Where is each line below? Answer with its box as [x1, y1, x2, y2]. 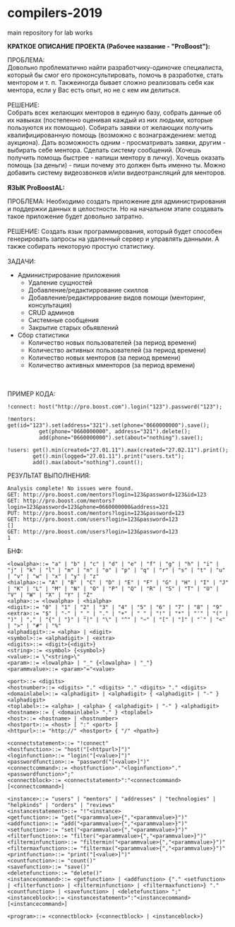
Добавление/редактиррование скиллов [28, 285, 149, 294]
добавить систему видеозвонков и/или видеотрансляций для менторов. [7, 168, 227, 177]
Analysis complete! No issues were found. [7, 485, 134, 492]
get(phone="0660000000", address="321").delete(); [38, 427, 191, 435]
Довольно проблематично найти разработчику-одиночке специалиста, [7, 63, 224, 71]
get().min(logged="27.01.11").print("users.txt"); [32, 452, 185, 460]
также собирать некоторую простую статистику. [7, 242, 155, 250]
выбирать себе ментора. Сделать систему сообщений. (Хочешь [7, 146, 201, 154]
